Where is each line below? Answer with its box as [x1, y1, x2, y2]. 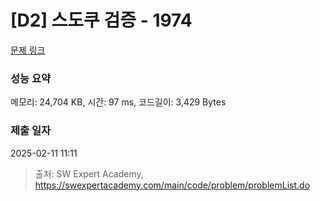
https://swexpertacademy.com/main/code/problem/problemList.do [34, 179, 311, 191]
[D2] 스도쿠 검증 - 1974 [10, 9, 193, 32]
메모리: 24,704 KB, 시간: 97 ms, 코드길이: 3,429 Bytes [10, 96, 227, 108]
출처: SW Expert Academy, [34, 167, 144, 180]
